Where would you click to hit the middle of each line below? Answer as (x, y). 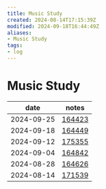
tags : (15, 45)
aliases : (19, 33)
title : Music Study (35, 13)
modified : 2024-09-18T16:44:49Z (53, 26)
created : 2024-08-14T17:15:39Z (52, 20)
